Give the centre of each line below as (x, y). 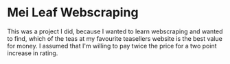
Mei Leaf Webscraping (73, 13)
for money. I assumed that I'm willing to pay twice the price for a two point (112, 46)
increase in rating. (33, 53)
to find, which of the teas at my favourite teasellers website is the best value (115, 38)
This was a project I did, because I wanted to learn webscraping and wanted (115, 31)
